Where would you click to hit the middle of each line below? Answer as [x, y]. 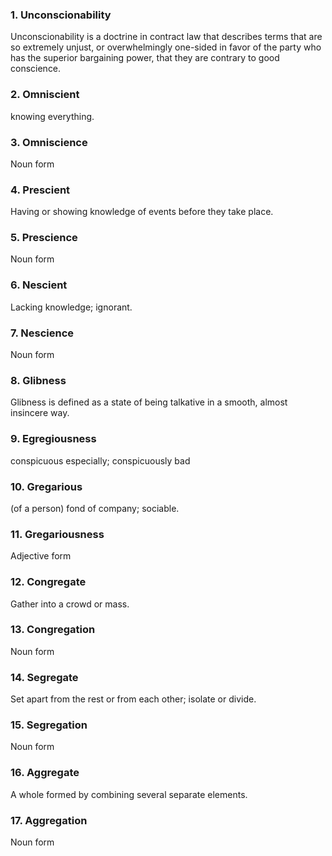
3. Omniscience [49, 142]
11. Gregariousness [57, 534]
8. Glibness [38, 380]
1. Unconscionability [61, 15]
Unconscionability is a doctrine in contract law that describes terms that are [166, 37]
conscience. [36, 69]
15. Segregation [49, 725]
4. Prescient [40, 190]
